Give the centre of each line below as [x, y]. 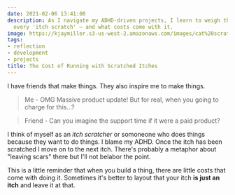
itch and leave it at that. [41, 185]
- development [28, 53]
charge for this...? [49, 107]
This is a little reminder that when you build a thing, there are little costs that [116, 170]
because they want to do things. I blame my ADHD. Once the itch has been [115, 142]
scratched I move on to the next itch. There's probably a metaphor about [112, 149]
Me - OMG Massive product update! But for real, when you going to [121, 100]
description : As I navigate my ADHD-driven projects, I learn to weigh [114, 20]
